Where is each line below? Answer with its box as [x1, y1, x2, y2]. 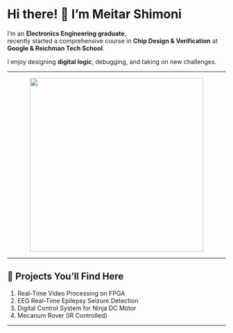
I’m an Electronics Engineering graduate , [7, 29, 127, 38]
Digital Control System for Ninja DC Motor [17, 304, 137, 312]
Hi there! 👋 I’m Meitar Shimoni [7, 6, 182, 22]
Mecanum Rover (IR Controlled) [17, 311, 107, 319]
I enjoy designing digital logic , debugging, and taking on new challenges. [7, 57, 217, 65]
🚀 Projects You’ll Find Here [7, 270, 124, 282]
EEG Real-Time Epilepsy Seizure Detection [17, 296, 139, 304]
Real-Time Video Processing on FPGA [17, 289, 126, 298]
